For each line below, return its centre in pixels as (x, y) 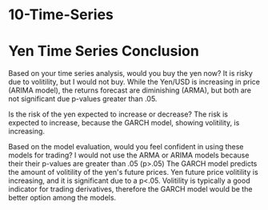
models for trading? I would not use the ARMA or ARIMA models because (129, 155)
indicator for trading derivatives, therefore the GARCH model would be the (130, 189)
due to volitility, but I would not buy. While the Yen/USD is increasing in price (134, 82)
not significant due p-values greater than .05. (83, 99)
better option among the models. (62, 198)
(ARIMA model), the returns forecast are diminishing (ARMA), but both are (130, 90)
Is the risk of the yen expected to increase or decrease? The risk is (118, 114)
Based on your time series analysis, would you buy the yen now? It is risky (131, 73)
